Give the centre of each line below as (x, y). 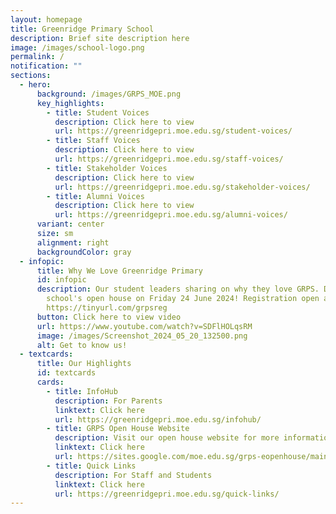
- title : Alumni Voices (95, 196)
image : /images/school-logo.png (77, 47)
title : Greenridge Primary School (82, 29)
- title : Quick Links (91, 466)
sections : (31, 76)
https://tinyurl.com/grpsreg (107, 308)
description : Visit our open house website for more (167, 438)
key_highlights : (70, 103)
